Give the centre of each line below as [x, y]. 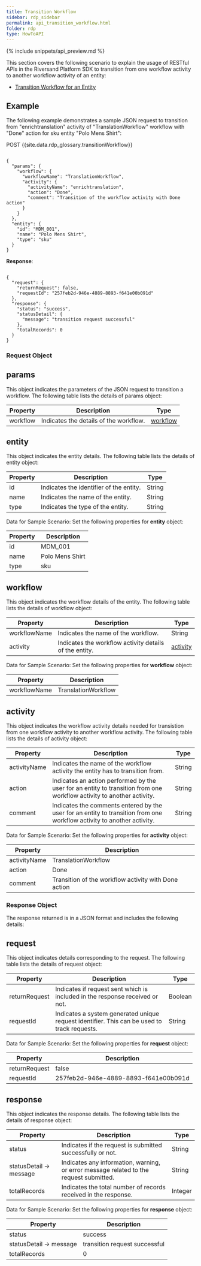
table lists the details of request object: [54, 964]
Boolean [180, 997]
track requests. [76, 1029]
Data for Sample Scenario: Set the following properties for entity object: [95, 522]
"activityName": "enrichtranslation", [76, 187]
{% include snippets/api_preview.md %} [56, 51]
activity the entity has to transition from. [108, 771]
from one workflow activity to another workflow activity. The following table [99, 733]
